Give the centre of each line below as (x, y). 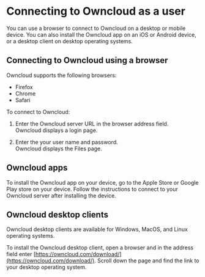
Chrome (25, 94)
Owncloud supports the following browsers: (61, 75)
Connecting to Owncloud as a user (96, 11)
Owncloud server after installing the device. (61, 195)
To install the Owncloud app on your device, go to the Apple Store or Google (102, 182)
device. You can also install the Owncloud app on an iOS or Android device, (102, 34)
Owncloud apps (37, 168)
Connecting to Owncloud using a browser (87, 60)
